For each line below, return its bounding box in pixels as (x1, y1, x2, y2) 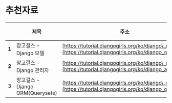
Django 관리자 (16, 67, 50, 74)
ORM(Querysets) (16, 89, 57, 96)
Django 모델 (16, 49, 45, 57)
